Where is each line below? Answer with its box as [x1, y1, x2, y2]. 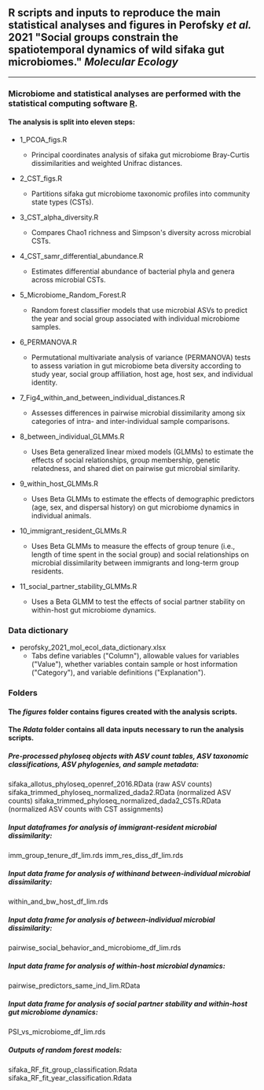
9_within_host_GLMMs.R [19, 479, 99, 488]
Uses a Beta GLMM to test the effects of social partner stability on [31, 597, 245, 606]
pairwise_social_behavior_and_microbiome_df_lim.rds [8, 943, 181, 952]
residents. [31, 566, 64, 576]
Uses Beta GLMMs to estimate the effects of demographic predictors [31, 494, 255, 503]
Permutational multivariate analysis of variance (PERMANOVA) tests [31, 352, 251, 362]
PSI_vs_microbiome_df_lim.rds [8, 1027, 106, 1037]
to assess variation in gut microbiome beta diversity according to [31, 361, 242, 370]
